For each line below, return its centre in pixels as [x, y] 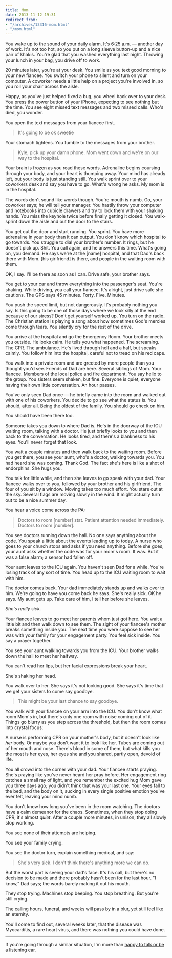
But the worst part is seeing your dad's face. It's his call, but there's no [80, 873]
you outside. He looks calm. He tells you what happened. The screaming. [82, 342]
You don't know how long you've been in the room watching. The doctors [83, 807]
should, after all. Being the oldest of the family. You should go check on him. [85, 406]
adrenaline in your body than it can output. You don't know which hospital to [86, 237]
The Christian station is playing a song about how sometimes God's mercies [85, 321]
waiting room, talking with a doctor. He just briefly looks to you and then [81, 431]
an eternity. [17, 914]
